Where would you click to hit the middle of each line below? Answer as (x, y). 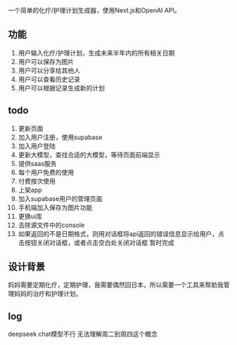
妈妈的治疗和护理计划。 (48, 294)
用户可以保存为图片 (46, 61)
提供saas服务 (37, 163)
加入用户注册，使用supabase (60, 137)
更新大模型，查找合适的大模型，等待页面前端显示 (89, 155)
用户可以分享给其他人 (49, 70)
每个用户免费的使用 (46, 172)
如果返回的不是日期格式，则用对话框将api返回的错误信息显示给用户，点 (121, 233)
